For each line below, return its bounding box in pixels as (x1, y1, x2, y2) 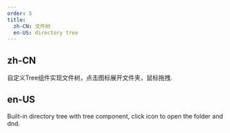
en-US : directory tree (13, 29, 79, 36)
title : (7, 16, 26, 23)
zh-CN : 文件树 (13, 23, 51, 29)
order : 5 (7, 10, 32, 17)
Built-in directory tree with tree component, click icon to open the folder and (7, 112, 224, 120)
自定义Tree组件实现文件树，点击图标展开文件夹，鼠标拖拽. (7, 73, 173, 82)
